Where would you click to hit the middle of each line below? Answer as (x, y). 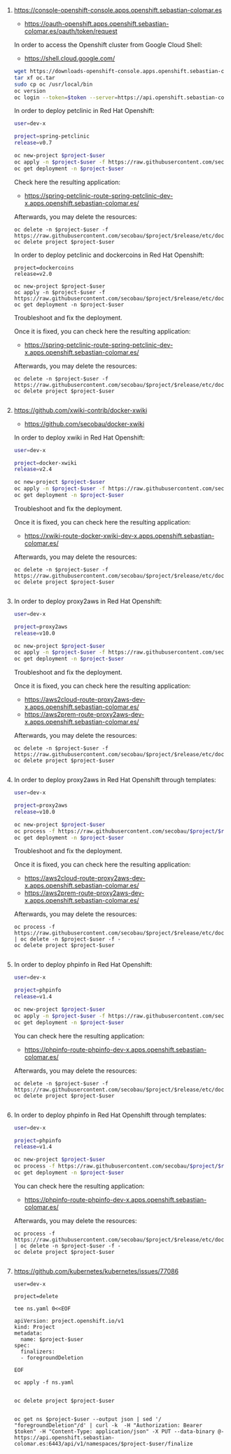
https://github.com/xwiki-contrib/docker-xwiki (80, 410)
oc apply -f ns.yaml (44, 1382)
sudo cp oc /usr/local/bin (53, 84)
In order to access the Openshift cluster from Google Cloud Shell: (108, 45)
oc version (30, 91)
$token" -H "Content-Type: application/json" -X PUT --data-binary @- (119, 1432)
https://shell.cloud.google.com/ (70, 58)
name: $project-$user (52, 1339)
